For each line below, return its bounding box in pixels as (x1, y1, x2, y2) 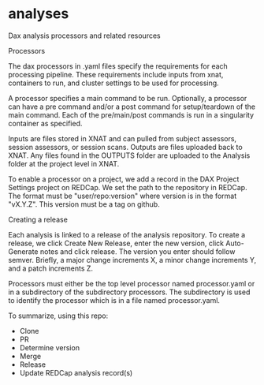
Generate (8, 246, 39, 256)
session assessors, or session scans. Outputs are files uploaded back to (8, 142, 243, 151)
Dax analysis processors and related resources (8, 31, 161, 40)
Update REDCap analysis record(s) (19, 368, 133, 377)
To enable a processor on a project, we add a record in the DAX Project (8, 174, 240, 184)
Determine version (19, 342, 80, 352)
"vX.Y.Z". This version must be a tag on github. (8, 199, 160, 209)
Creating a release (8, 215, 69, 224)
